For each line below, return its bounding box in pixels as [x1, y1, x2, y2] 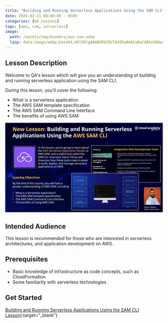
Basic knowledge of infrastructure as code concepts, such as [12, 268, 139, 274]
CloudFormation [12, 273, 46, 279]
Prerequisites [5, 255, 48, 263]
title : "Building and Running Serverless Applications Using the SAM [5, 8, 153, 13]
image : [5, 29, 19, 34]
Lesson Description [5, 59, 67, 67]
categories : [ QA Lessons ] [5, 18, 59, 23]
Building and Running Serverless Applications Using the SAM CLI [5, 306, 139, 312]
